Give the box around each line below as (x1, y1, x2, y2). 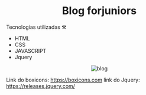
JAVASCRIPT (14, 47, 47, 54)
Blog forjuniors (61, 4, 137, 18)
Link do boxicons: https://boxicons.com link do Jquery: (6, 76, 140, 83)
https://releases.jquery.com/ (6, 82, 76, 89)
